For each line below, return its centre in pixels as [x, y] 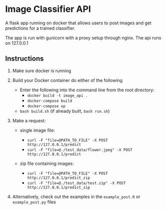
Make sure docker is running [42, 70]
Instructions [24, 59]
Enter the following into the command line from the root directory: [87, 90]
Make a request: [29, 121]
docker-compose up [46, 106]
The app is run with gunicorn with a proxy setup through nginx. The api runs [83, 38]
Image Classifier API [48, 9]
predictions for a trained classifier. [40, 28]
